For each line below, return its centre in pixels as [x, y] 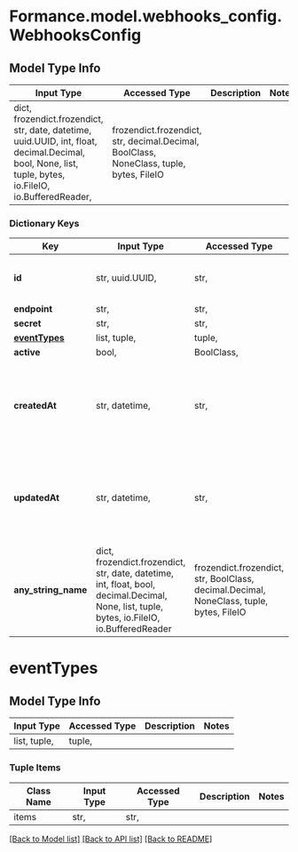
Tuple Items [35, 768]
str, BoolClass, [224, 579]
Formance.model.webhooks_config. [146, 16]
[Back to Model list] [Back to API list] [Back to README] [111, 839]
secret [27, 323]
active [27, 353]
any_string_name [51, 590]
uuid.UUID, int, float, [55, 141]
